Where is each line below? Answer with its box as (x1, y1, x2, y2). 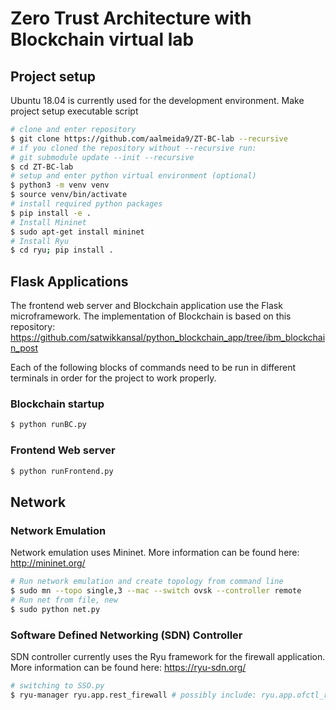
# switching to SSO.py (10, 680, 105, 691)
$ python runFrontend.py (10, 466, 114, 476)
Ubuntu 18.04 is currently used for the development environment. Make (10, 95, 305, 106)
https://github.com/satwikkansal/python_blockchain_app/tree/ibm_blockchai (10, 332, 326, 344)
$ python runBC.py (10, 420, 87, 430)
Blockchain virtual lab (10, 28, 195, 51)
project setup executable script (10, 105, 139, 117)
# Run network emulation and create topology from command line (10, 577, 284, 587)
